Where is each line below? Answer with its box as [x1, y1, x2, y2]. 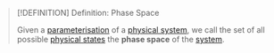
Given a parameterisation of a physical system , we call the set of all [16, 25, 265, 34]
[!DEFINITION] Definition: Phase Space [16, 8, 160, 18]
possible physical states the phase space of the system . [16, 34, 225, 44]
